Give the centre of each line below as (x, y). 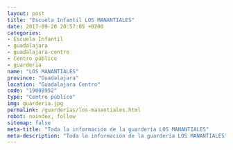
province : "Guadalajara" (43, 78)
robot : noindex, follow (42, 116)
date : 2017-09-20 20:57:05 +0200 (55, 26)
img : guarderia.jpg (35, 104)
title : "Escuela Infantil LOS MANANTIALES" (71, 20)
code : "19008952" (32, 91)
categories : (24, 33)
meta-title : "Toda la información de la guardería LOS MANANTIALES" (108, 129)
